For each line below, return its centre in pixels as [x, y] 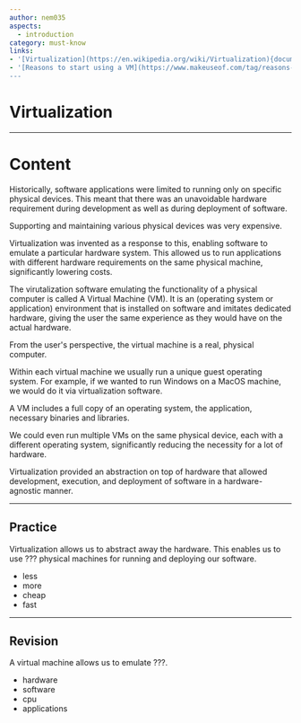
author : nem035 [38, 18]
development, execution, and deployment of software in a [116, 481]
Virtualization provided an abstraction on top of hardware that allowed [138, 472]
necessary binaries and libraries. [69, 418]
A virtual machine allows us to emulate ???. [89, 663]
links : [21, 51]
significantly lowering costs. [61, 271]
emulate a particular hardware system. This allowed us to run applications [146, 252]
